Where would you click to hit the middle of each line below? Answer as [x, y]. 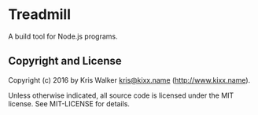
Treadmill [39, 15]
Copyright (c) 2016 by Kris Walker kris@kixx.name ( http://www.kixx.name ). [129, 80]
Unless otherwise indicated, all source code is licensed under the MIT [121, 95]
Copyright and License [65, 61]
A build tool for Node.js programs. [63, 36]
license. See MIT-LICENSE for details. [69, 103]
